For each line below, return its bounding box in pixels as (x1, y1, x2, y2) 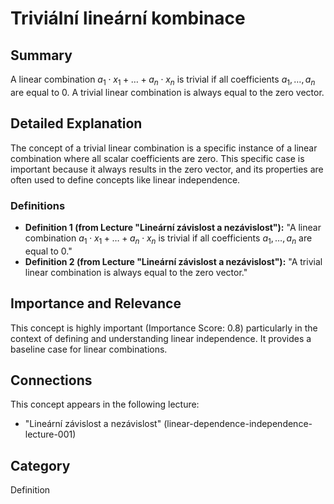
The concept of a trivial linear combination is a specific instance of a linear (10, 142, 318, 154)
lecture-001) (24, 428, 77, 441)
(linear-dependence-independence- (163, 418, 313, 430)
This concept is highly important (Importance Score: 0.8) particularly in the (10, 322, 318, 334)
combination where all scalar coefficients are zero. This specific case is (10, 152, 305, 164)
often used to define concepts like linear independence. (10, 173, 241, 186)
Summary (10, 47, 73, 64)
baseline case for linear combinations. (10, 343, 168, 355)
